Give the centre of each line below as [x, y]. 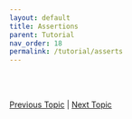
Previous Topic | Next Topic [61, 104]
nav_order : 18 [36, 43]
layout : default [40, 18]
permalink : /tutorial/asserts [66, 52]
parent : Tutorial [42, 35]
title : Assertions [44, 26]
